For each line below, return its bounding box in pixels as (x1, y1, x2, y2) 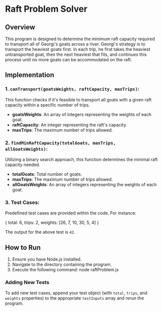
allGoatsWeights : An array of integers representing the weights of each (12, 181, 157, 187)
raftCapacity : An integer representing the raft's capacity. (12, 121, 127, 128)
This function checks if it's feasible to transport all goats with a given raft (5, 96, 152, 102)
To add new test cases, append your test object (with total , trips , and (5, 290, 148, 296)
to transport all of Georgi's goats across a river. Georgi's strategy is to (5, 41, 145, 47)
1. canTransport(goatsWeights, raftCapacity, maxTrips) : (5, 86, 140, 93)
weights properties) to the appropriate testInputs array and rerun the (5, 295, 144, 301)
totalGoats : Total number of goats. (12, 171, 82, 177)
